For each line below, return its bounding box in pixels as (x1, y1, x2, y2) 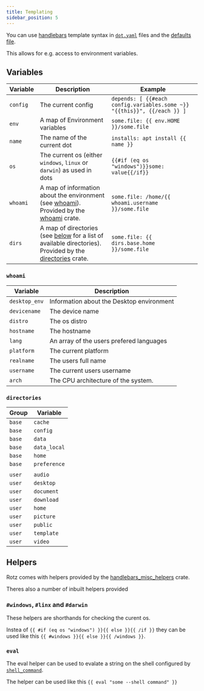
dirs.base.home (111, 240, 155, 247)
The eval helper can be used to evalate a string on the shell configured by (6, 660, 191, 667)
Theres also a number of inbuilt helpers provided (6, 585, 129, 592)
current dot (39, 141, 72, 150)
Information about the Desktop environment (49, 297, 174, 305)
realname (9, 357, 35, 364)
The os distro (49, 317, 87, 325)
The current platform (49, 346, 109, 355)
